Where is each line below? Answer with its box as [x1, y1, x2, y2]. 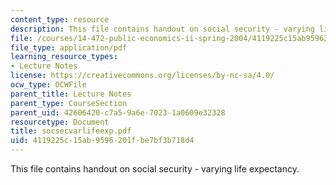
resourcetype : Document [10, 117, 110, 127]
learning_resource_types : [10, 52, 118, 62]
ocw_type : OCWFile [10, 80, 87, 90]
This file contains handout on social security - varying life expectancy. [10, 163, 300, 175]
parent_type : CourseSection [10, 98, 128, 108]
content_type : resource [10, 14, 110, 25]
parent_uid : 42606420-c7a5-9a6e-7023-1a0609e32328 [10, 107, 226, 118]
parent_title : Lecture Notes [10, 89, 132, 99]
